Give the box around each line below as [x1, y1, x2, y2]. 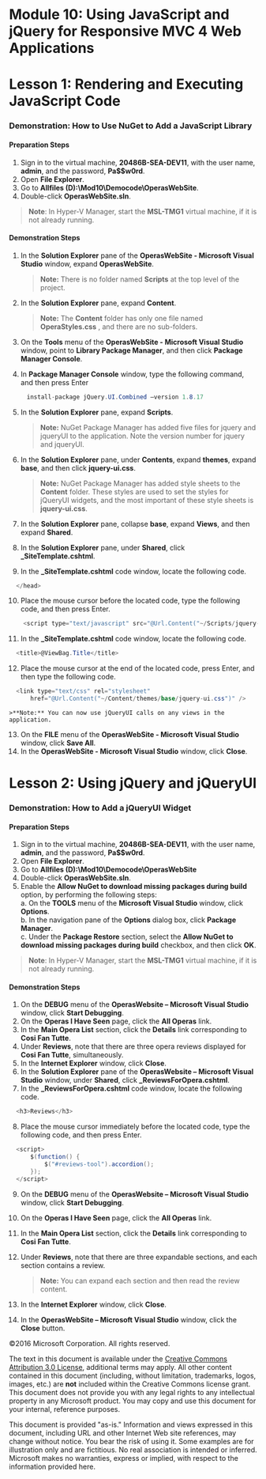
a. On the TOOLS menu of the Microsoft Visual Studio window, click [20, 898, 244, 908]
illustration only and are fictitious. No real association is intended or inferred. [9, 1445, 257, 1454]
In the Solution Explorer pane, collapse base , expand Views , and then [20, 519, 250, 528]
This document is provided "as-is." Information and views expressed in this [9, 1420, 253, 1429]
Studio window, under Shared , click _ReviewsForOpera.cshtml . [20, 1076, 230, 1085]
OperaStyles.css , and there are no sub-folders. [39, 322, 198, 331]
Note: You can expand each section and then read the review [39, 1276, 240, 1285]
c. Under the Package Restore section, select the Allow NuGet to [20, 932, 234, 942]
